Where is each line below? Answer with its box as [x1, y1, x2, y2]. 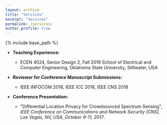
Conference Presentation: [12, 94, 69, 100]
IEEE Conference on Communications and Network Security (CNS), [20, 109, 160, 115]
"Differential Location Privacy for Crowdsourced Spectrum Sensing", [20, 103, 162, 109]
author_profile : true [5, 26, 51, 31]
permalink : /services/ [5, 21, 53, 27]
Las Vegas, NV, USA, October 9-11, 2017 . [20, 114, 105, 120]
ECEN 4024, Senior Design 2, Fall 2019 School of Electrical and [20, 59, 152, 65]
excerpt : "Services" [5, 17, 49, 22]
